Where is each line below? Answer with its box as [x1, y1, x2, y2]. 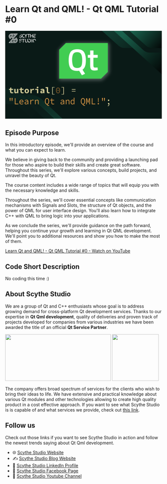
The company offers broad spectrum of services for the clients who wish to [5, 386, 160, 392]
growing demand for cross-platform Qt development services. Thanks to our [5, 308, 162, 314]
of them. [5, 239, 22, 244]
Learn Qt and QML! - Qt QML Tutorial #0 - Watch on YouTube [5, 248, 131, 254]
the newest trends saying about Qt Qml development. [5, 440, 114, 446]
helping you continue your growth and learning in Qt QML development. [5, 228, 152, 234]
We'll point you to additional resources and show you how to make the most [5, 233, 160, 239]
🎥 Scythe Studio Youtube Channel [12, 473, 82, 479]
